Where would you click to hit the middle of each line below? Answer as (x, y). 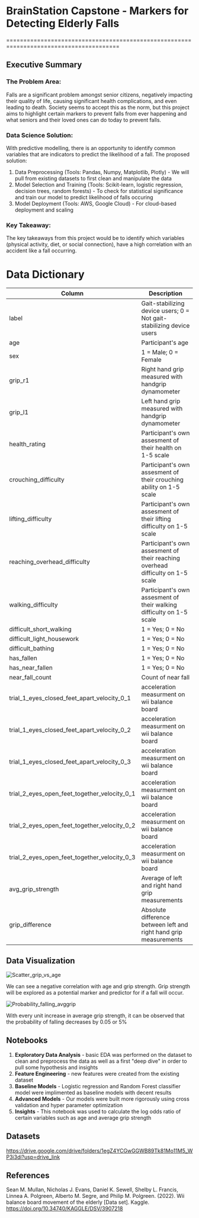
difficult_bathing (32, 649)
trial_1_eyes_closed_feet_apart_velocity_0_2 (70, 730)
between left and (165, 925)
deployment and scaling (44, 210)
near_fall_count (30, 678)
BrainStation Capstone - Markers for (97, 11)
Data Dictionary (45, 275)
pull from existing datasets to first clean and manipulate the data (93, 178)
